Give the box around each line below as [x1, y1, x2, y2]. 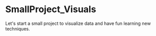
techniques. [5, 25, 30, 31]
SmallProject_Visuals [5, 4, 96, 15]
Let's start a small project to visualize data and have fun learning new [5, 20, 151, 26]
